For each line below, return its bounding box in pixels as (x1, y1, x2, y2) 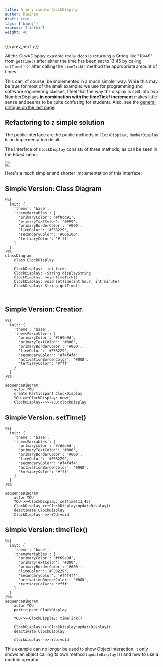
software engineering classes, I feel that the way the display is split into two (5, 89, 158, 94)
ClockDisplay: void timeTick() (14, 275, 78, 280)
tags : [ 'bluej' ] (5, 21, 38, 26)
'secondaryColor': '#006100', (18, 232, 80, 237)
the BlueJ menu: (5, 151, 38, 157)
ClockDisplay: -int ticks (14, 266, 67, 271)
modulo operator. (5, 657, 40, 663)
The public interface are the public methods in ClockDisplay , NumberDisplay (5, 131, 159, 138)
